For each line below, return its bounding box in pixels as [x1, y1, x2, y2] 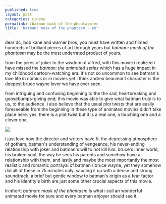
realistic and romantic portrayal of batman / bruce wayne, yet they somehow [5, 162, 162, 168]
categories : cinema [5, 16, 46, 21]
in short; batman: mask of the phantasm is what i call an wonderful [5, 188, 142, 194]
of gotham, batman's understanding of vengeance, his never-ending [5, 141, 145, 147]
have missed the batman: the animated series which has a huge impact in [5, 65, 156, 71]
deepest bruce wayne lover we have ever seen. [5, 81, 102, 87]
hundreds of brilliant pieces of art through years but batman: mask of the [5, 45, 155, 51]
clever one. [5, 117, 28, 123]
